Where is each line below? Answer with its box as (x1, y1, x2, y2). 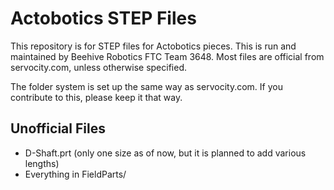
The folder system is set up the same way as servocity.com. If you (10, 80, 283, 92)
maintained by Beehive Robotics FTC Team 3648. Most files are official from (10, 50, 325, 62)
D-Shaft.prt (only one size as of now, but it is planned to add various (24, 147, 307, 159)
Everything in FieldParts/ (24, 168, 127, 180)
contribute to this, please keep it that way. (10, 91, 183, 103)
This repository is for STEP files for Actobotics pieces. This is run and (10, 40, 297, 52)
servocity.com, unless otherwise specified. (10, 61, 187, 73)
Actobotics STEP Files (10, 7, 197, 30)
